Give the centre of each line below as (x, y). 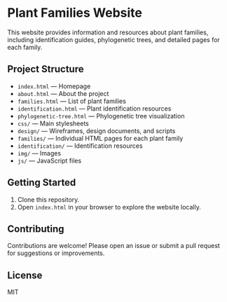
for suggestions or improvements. (56, 253)
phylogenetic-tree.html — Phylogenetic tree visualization (101, 116)
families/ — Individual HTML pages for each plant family (100, 138)
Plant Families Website (75, 13)
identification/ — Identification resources (80, 146)
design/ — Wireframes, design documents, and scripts (96, 130)
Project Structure (46, 69)
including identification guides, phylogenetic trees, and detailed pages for (114, 39)
